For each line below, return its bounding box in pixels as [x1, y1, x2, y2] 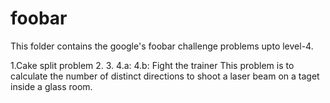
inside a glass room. [10, 80, 93, 92]
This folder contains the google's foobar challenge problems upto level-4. [10, 40, 314, 52]
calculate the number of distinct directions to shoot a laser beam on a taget [10, 70, 320, 82]
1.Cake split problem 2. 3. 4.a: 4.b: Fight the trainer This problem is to [10, 59, 295, 71]
